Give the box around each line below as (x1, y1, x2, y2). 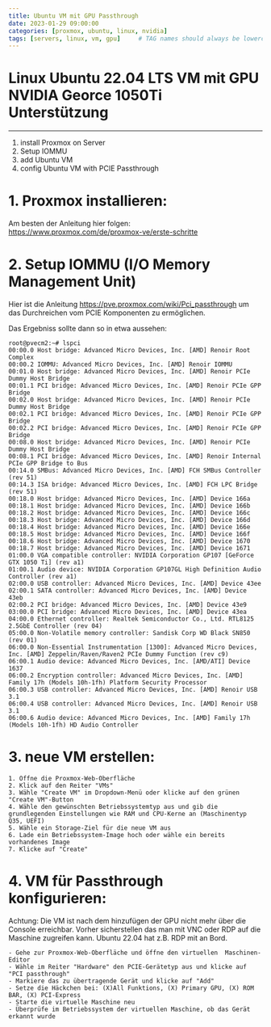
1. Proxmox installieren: (8, 192, 168, 210)
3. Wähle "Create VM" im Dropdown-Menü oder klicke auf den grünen (8, 789, 240, 797)
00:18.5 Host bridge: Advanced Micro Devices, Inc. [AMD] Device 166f (8, 530, 251, 538)
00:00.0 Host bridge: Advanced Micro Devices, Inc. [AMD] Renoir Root (8, 347, 251, 355)
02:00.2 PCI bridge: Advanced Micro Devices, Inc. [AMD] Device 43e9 (8, 601, 248, 609)
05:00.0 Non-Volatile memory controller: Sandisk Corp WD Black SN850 (8, 629, 251, 638)
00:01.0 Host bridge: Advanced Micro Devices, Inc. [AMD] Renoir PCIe (8, 368, 251, 376)
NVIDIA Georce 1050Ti (8, 86, 163, 105)
